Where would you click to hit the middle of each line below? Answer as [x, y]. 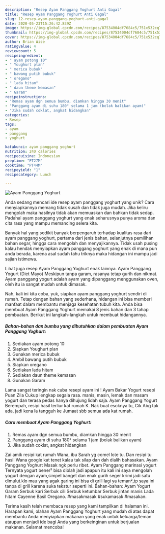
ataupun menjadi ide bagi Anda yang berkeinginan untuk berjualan [72, 522]
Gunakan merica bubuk [36, 354]
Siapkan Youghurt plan [35, 349]
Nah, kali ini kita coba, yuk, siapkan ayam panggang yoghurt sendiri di [76, 294]
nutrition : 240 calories [30, 152]
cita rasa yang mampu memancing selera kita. [52, 223]
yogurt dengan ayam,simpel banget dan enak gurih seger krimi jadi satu [78, 476]
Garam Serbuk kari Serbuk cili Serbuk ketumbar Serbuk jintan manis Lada [79, 492]
